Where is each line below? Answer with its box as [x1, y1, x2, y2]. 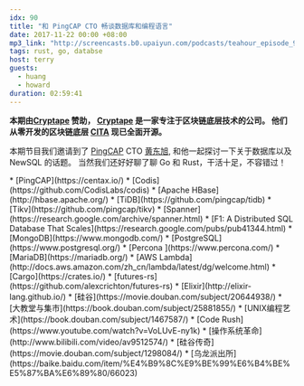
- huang [17, 72, 47, 81]
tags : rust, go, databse [9, 47, 103, 56]
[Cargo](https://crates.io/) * [9, 270, 112, 281]
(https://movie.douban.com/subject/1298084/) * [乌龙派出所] [9, 347, 237, 358]
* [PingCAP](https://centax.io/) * [9, 174, 131, 185]
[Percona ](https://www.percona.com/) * [128, 241, 280, 253]
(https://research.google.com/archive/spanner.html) [9, 213, 204, 224]
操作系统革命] [211, 325, 262, 335]
